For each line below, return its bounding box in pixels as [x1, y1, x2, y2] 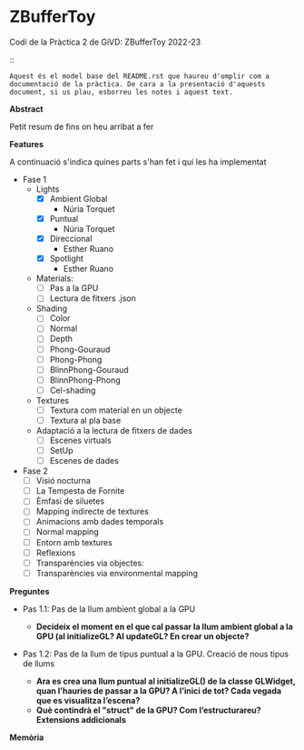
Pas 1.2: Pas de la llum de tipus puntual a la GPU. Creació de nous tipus [22, 648, 289, 659]
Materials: [35, 273, 74, 284]
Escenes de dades [49, 455, 120, 466]
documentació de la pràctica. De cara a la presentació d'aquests [9, 79, 266, 88]
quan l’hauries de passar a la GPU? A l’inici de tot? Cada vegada [35, 685, 282, 696]
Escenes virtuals [49, 435, 112, 445]
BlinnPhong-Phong [49, 375, 121, 385]
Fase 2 [22, 465, 48, 476]
